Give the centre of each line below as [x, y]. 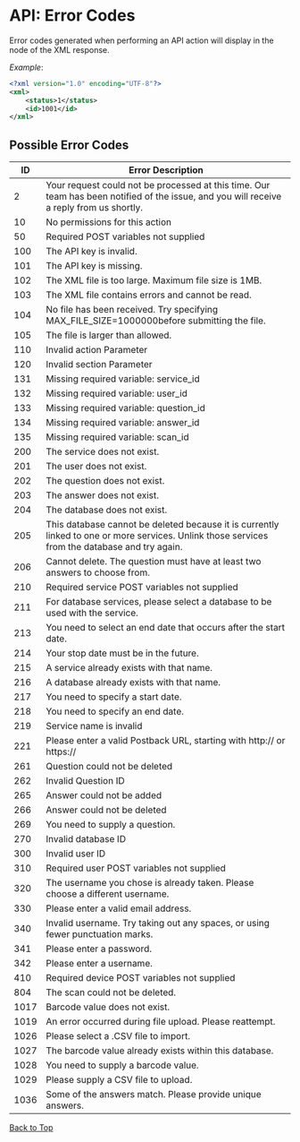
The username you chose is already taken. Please [150, 883]
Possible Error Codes [69, 145]
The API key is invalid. [92, 252]
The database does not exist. [107, 510]
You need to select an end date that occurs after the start [166, 628]
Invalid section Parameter [100, 365]
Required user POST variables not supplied [136, 868]
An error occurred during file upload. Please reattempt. [161, 1022]
